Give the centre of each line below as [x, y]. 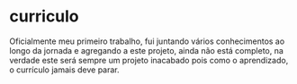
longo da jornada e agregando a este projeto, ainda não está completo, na [146, 50]
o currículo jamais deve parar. [64, 70]
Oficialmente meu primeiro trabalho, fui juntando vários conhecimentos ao [147, 41]
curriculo [44, 17]
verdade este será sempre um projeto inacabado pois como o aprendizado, [149, 60]
